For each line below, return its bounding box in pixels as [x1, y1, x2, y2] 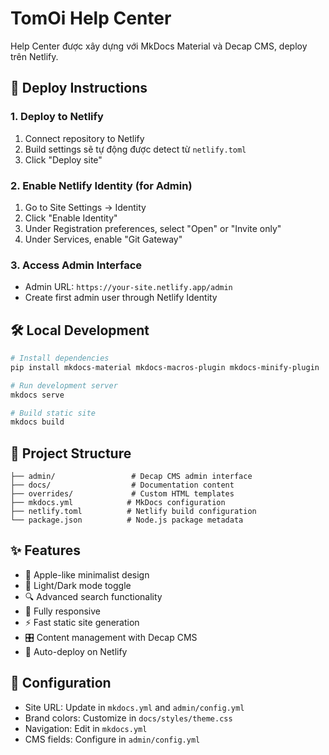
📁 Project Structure [10, 445, 132, 462]
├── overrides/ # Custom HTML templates [10, 489, 235, 499]
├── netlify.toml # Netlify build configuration [10, 507, 257, 517]
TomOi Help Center [10, 7, 172, 30]
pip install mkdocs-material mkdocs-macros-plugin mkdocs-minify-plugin [10, 362, 320, 372]
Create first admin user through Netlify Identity [24, 292, 218, 304]
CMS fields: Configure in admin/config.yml [24, 733, 201, 745]
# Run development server [10, 380, 118, 391]
